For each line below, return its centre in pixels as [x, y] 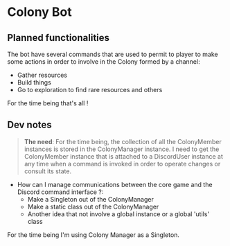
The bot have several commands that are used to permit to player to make [113, 54]
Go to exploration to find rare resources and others [90, 90]
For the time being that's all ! [48, 103]
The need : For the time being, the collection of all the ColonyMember [123, 141]
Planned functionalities [58, 38]
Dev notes [29, 125]
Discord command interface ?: [60, 192]
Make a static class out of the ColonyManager [93, 207]
